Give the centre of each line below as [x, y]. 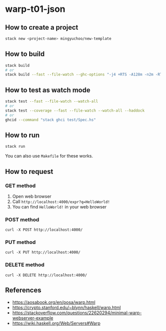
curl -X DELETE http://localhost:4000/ [46, 275]
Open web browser [32, 196]
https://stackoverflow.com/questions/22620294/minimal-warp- [77, 313]
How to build [25, 54]
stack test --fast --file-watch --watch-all [52, 102]
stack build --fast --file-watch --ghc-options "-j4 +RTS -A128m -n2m [79, 75]
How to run [22, 135]
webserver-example [33, 318]
